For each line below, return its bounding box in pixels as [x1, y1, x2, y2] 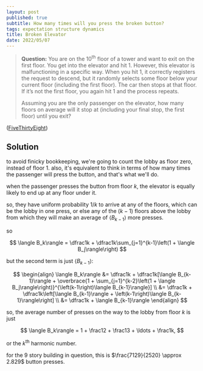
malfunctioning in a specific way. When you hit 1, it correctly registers [21, 68, 196, 75]
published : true [6, 15, 47, 21]
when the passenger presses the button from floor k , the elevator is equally [6, 182, 195, 190]
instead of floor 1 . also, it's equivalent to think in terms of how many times [6, 164, 191, 171]
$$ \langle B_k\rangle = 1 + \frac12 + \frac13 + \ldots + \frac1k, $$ [20, 327, 184, 334]
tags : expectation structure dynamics [6, 26, 105, 32]
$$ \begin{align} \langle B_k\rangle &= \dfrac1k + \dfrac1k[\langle [13, 271, 177, 278]
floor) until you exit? [21, 112, 72, 120]
